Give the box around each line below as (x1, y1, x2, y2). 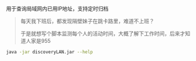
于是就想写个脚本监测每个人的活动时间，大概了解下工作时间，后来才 (20, 30, 185, 37)
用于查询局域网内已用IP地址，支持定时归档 (6, 5, 109, 12)
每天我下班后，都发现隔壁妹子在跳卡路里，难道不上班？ (20, 18, 154, 25)
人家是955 (25, 38, 51, 44)
